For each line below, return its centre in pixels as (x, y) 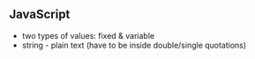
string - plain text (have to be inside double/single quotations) (134, 45)
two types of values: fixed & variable (88, 35)
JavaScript (40, 15)
